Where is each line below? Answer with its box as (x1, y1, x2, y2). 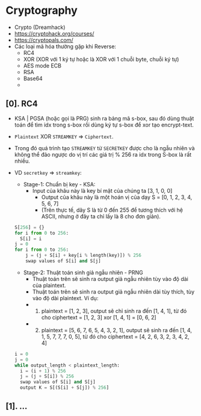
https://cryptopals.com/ (14, 36, 73, 43)
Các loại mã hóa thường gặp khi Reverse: (14, 43, 117, 50)
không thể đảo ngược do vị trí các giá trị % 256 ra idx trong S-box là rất (14, 151, 192, 158)
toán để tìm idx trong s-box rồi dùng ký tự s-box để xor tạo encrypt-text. (14, 121, 194, 128)
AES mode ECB (23, 61, 61, 69)
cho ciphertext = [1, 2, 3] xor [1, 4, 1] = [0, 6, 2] (41, 314, 157, 321)
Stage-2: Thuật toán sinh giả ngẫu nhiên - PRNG (23, 269, 143, 276)
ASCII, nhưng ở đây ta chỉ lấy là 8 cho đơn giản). (41, 212, 161, 220)
